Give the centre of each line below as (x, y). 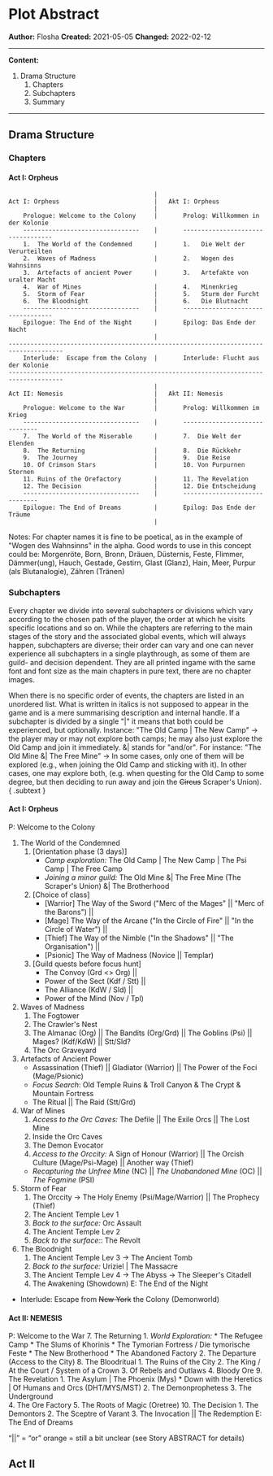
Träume (19, 515)
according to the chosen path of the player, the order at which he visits (127, 619)
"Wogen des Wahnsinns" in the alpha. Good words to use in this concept (130, 546)
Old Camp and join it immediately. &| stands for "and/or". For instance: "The (135, 747)
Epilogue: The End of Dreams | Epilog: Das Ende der (139, 508)
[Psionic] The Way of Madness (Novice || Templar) (129, 955)
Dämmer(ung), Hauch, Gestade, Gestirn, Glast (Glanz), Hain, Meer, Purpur (132, 563)
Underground (31, 1396)
